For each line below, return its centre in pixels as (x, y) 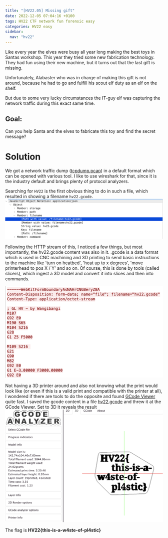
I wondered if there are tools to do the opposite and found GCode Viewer (80, 396)
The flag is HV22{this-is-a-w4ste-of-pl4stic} (53, 530)
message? (16, 136)
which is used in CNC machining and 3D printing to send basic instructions (82, 257)
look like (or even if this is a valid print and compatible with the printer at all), (84, 391)
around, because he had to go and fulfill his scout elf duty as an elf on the (81, 83)
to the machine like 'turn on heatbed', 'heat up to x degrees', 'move (74, 263)
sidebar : (14, 32)
